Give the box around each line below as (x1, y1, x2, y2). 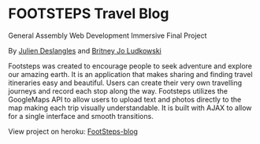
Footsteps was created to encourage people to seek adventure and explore (8, 61, 253, 71)
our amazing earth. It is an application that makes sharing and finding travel (8, 69, 254, 79)
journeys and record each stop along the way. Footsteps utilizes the (8, 86, 228, 95)
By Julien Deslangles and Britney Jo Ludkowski (8, 46, 162, 55)
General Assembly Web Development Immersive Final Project (8, 31, 207, 40)
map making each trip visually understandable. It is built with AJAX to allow (8, 103, 252, 113)
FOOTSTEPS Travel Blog (8, 5, 169, 23)
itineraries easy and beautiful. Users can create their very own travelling (8, 78, 243, 87)
